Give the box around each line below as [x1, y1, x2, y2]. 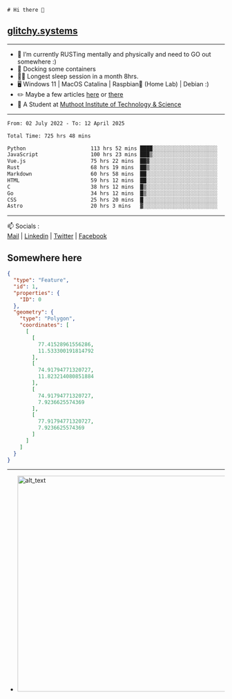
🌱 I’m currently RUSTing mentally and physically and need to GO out [17, 50, 212, 58]
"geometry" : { [13, 309, 54, 316]
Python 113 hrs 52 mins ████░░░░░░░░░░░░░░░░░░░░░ [7, 145, 217, 152]
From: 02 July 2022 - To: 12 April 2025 [7, 119, 126, 127]
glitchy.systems [7, 25, 78, 37]
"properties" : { [13, 289, 60, 296]
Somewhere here [7, 252, 83, 264]
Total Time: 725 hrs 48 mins [7, 132, 91, 140]
